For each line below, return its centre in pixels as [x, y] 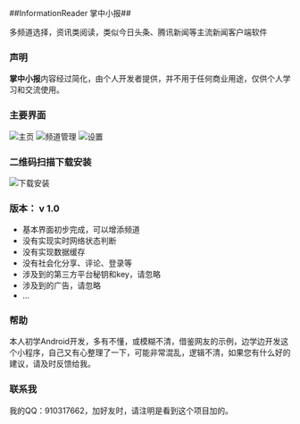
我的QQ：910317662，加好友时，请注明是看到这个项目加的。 [121, 411]
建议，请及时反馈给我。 [52, 364]
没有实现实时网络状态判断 [69, 241]
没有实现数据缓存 [54, 252]
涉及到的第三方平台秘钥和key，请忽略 [91, 275]
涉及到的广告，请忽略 [61, 285]
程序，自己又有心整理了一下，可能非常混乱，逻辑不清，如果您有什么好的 [158, 352]
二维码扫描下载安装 [50, 162]
